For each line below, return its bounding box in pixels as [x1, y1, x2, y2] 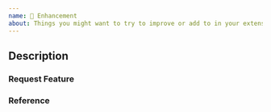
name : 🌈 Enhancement [8, 11, 78, 20]
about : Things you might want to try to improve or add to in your [8, 19, 240, 27]
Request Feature [8, 73, 75, 85]
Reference [8, 94, 50, 106]
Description [8, 49, 69, 63]
